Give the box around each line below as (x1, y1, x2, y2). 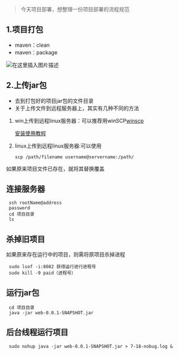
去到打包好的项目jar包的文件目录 (14, 97, 94, 104)
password (8, 205, 31, 211)
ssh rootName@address (8, 200, 62, 206)
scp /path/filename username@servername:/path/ (14, 154, 134, 160)
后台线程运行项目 (6, 327, 69, 337)
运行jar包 (6, 288, 40, 298)
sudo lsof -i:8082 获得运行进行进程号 (8, 264, 96, 270)
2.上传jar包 (6, 80, 47, 90)
